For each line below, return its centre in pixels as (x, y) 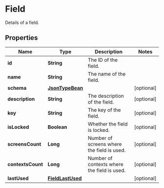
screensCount (24, 144)
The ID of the (103, 60)
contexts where (105, 164)
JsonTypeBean (65, 88)
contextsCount (25, 164)
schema (17, 88)
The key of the (104, 110)
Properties (21, 38)
